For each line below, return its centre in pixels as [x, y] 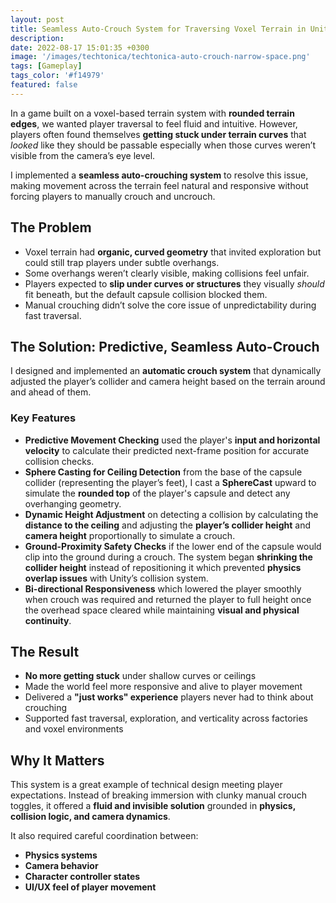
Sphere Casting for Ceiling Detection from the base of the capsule [163, 472]
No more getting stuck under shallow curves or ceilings [140, 676]
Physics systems [61, 855]
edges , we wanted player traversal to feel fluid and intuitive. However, [154, 123]
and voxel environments [74, 729]
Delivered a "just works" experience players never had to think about [169, 697]
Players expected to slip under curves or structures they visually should [174, 283]
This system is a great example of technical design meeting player [146, 785]
